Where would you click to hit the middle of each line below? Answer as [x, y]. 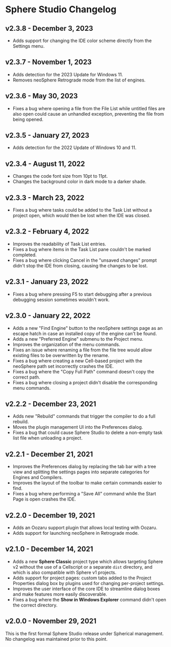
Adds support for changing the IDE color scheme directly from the [82, 40]
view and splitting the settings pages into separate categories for [81, 472]
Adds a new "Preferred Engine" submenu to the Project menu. [78, 339]
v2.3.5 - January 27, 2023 [47, 135]
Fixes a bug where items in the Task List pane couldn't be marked [82, 249]
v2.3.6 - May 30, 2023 [42, 96]
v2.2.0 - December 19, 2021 [50, 515]
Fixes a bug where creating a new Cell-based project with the [77, 361]
